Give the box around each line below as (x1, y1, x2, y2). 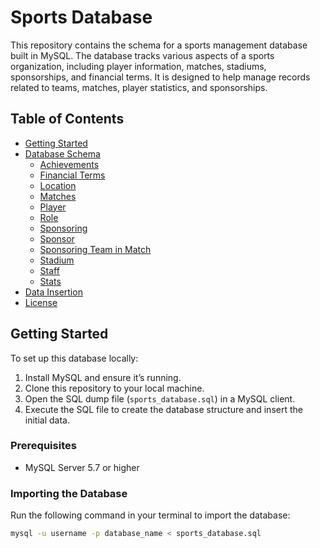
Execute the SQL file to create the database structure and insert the (24, 403, 303, 415)
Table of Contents (10, 111, 125, 128)
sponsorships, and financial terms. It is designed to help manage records (10, 71, 311, 83)
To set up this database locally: (10, 352, 139, 364)
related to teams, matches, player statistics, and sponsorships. (10, 81, 268, 93)
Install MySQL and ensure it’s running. (24, 371, 182, 383)
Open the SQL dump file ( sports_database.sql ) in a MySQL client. (24, 392, 296, 405)
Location (39, 179, 77, 191)
